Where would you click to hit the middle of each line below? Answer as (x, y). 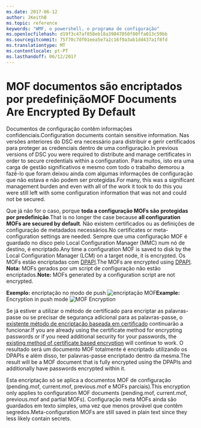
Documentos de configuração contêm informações (69, 129)
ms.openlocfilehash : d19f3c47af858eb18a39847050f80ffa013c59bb (87, 34)
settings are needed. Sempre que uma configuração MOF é (114, 236)
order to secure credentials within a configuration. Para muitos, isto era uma (100, 161)
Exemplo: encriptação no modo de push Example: (93, 293)
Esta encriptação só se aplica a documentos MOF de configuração (89, 380)
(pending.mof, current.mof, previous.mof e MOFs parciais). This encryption (98, 386)
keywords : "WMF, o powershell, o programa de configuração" (83, 29)
